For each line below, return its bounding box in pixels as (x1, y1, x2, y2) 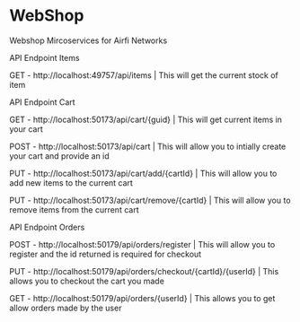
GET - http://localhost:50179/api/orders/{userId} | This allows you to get (9, 292, 276, 303)
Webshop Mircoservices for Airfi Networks (9, 35, 168, 46)
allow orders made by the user (9, 302, 122, 313)
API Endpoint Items (9, 52, 80, 63)
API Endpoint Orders (9, 222, 85, 232)
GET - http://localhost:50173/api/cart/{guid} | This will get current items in (9, 114, 283, 125)
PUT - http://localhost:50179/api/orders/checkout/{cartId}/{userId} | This (9, 265, 279, 276)
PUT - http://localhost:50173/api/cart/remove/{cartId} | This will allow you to (9, 195, 291, 205)
